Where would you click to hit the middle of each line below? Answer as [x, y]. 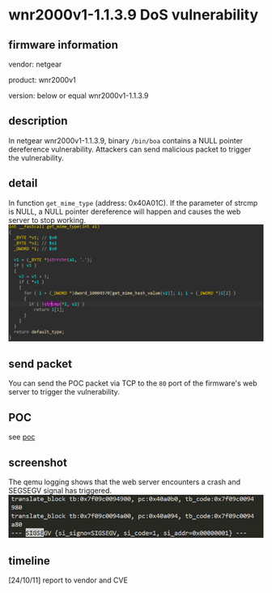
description [38, 121]
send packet [40, 364]
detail [23, 183]
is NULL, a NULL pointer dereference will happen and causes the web [125, 211]
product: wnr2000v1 [42, 80]
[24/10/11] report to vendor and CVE [68, 580]
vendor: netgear [35, 64]
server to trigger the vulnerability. [64, 392]
